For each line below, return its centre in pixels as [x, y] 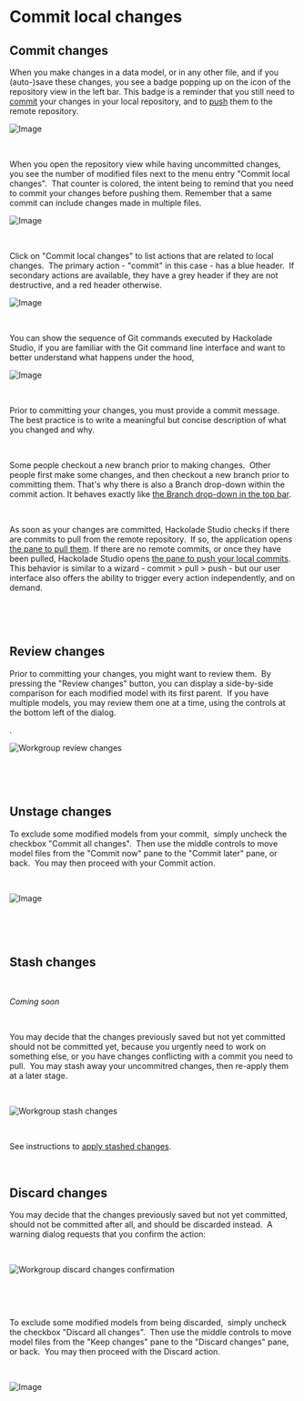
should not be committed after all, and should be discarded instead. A [141, 1225]
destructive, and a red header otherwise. [86, 285]
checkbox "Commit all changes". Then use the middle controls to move [144, 843]
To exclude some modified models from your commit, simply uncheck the [148, 834]
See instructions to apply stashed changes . [91, 1147]
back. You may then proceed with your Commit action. [112, 863]
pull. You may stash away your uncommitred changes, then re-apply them [149, 1066]
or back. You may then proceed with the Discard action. [115, 1352]
